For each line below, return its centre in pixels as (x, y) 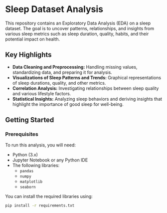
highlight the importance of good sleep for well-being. (68, 104)
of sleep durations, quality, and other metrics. (59, 83)
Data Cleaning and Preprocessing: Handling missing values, (75, 67)
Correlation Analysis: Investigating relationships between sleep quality (85, 88)
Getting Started (30, 120)
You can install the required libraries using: (49, 196)
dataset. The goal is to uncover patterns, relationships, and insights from (80, 28)
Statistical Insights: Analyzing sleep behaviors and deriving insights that (87, 99)
